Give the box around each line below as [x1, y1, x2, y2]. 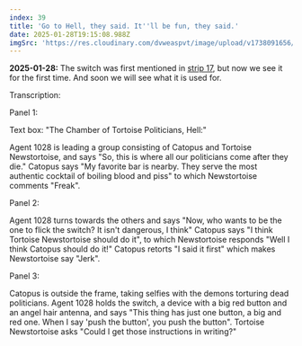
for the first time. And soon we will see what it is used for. [9, 73, 222, 84]
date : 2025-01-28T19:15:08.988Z [9, 30, 130, 39]
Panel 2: [9, 198, 40, 208]
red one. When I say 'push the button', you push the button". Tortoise [9, 316, 265, 328]
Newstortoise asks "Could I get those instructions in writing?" [9, 326, 237, 337]
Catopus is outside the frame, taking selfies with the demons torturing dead [9, 288, 289, 299]
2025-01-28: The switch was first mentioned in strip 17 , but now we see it [9, 63, 283, 74]
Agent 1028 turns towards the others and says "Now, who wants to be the [9, 215, 283, 226]
